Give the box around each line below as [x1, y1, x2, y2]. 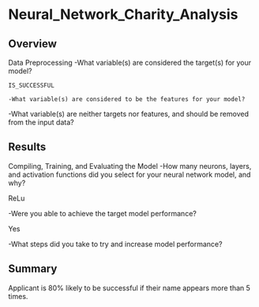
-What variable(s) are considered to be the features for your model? [8, 95, 246, 103]
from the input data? [8, 118, 74, 127]
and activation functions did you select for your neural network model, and [8, 170, 251, 179]
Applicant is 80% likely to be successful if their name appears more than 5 [8, 283, 251, 293]
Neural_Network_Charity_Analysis [8, 6, 238, 24]
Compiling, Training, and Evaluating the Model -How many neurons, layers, [8, 161, 252, 170]
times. [8, 291, 28, 301]
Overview [8, 37, 58, 51]
